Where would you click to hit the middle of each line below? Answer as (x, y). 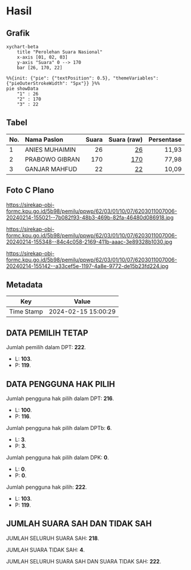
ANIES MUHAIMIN (50, 150)
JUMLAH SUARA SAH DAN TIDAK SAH (79, 524)
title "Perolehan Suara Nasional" (60, 52)
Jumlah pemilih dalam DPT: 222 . (46, 348)
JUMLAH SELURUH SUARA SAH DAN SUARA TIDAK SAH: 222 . (84, 561)
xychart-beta (22, 47)
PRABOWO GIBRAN (52, 159)
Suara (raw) (126, 139)
